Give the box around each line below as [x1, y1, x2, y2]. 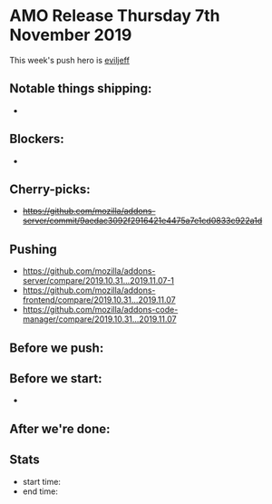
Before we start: [9, 371, 102, 386]
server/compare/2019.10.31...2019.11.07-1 [22, 276, 175, 286]
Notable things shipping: [9, 81, 152, 96]
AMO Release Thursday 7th [9, 5, 220, 26]
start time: [22, 476, 62, 487]
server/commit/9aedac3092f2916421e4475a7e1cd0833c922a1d [22, 215, 263, 227]
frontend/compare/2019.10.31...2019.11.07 [22, 295, 176, 305]
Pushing [9, 241, 57, 257]
